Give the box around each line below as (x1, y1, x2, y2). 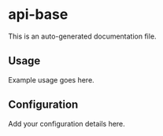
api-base (8, 6, 69, 24)
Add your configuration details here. (8, 119, 126, 128)
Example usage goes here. (8, 75, 94, 84)
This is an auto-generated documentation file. (8, 31, 157, 41)
